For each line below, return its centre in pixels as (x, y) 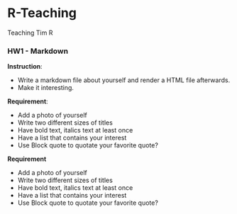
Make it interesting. (46, 88)
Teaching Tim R (30, 33)
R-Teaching (42, 13)
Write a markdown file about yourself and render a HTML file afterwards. (124, 80)
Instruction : (25, 67)
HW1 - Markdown (38, 51)
